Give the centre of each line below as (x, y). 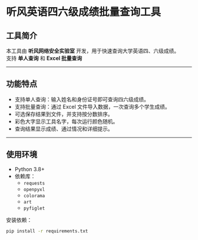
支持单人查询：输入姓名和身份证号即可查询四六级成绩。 (82, 99)
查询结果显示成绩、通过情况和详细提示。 (64, 129)
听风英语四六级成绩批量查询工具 (84, 12)
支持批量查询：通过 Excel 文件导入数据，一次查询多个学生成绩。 (92, 106)
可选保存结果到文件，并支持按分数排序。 (64, 114)
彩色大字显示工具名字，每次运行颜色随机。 (66, 121)
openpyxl (34, 189)
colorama (34, 196)
